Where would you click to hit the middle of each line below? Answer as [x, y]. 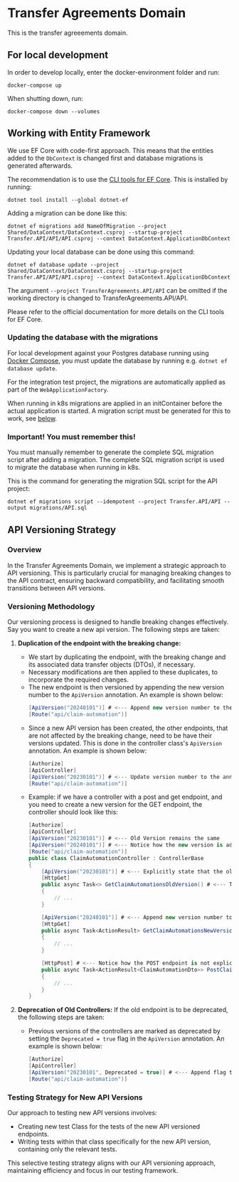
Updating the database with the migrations [83, 338]
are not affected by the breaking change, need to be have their [120, 735]
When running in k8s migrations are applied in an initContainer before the [115, 403]
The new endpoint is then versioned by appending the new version [126, 687]
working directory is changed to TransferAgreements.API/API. [98, 298]
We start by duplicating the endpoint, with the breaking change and [127, 657]
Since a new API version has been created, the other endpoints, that [128, 728]
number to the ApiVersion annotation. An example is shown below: [126, 695]
